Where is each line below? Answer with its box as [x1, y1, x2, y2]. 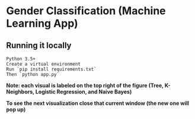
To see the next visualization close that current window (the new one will [6, 99, 190, 107]
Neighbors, [6, 88, 34, 95]
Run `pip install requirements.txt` [6, 66, 97, 72]
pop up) [6, 106, 26, 113]
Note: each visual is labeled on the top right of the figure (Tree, [6, 82, 164, 89]
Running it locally [6, 40, 72, 50]
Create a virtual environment [6, 61, 81, 67]
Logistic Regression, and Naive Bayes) [35, 88, 132, 95]
